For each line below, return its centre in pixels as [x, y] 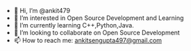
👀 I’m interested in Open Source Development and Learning [99, 18]
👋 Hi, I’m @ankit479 [42, 11]
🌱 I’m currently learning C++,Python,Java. [74, 25]
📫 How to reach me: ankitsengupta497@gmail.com [88, 40]
